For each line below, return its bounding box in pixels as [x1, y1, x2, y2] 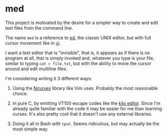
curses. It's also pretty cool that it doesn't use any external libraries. [12, 111, 152, 117]
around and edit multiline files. [5, 66, 67, 72]
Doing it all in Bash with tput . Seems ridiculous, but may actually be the [12, 120, 159, 126]
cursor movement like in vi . [5, 40, 61, 46]
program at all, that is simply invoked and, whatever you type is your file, [5, 55, 154, 61]
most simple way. [12, 126, 48, 132]
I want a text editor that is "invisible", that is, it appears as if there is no [5, 50, 150, 56]
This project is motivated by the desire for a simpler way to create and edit [5, 20, 158, 26]
